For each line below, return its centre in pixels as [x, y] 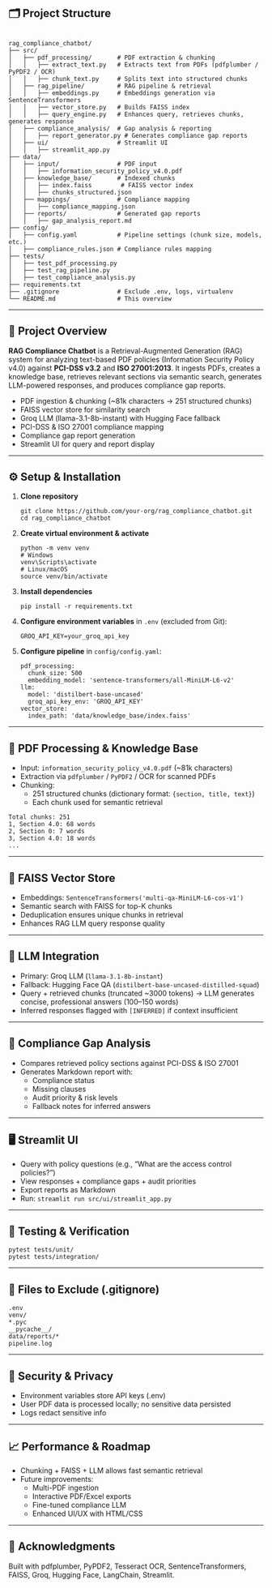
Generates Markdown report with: [76, 1072]
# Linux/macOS [44, 570]
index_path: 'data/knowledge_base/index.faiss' [110, 716]
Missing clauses [59, 1089]
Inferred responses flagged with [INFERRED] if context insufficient [129, 1010]
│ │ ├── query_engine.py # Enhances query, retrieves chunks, [126, 114]
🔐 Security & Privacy [61, 1376]
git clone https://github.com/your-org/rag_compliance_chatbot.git [136, 511]
